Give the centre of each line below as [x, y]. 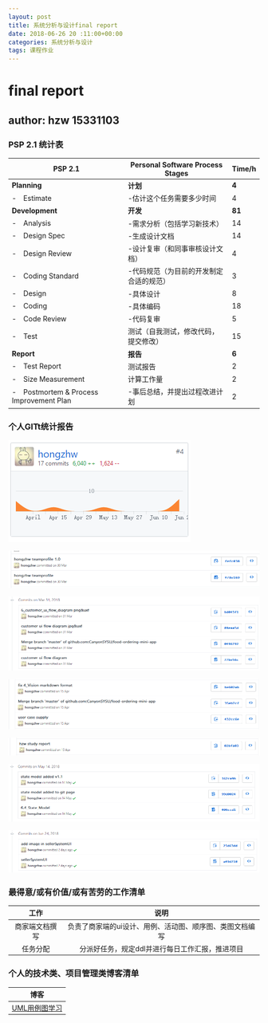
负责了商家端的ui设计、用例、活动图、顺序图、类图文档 [158, 926]
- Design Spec [38, 236]
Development [34, 211]
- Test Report [36, 366]
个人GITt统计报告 [41, 427]
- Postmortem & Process [55, 392]
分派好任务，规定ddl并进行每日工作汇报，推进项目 [162, 948]
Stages [177, 173]
